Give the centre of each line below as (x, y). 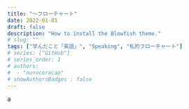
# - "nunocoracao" (36, 72)
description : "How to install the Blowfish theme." (84, 33)
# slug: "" (23, 40)
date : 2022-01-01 (33, 20)
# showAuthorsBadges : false (50, 79)
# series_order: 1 (34, 60)
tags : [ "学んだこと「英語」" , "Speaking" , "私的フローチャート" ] (95, 46)
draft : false (26, 27)
